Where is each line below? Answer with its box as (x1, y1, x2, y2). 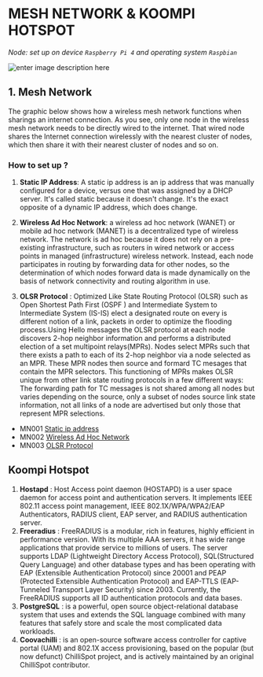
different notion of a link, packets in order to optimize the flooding (19, 316, 232, 327)
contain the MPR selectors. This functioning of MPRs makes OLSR (19, 367, 234, 376)
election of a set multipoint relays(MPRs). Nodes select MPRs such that (19, 342, 250, 351)
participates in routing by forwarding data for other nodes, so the (19, 260, 230, 269)
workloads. (19, 627, 57, 636)
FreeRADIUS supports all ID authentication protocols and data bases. (19, 593, 243, 602)
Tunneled (19, 584, 50, 594)
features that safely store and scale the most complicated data (19, 618, 222, 627)
